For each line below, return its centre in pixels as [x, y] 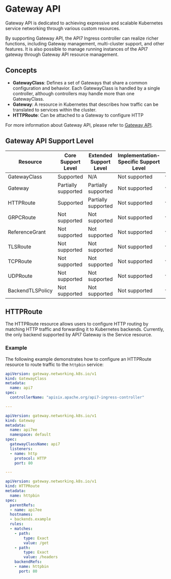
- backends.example [31, 519]
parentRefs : [23, 505]
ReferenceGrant [27, 232]
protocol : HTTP [31, 458]
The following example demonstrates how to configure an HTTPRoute [78, 359]
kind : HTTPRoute [22, 486]
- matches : [21, 529]
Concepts [21, 70]
